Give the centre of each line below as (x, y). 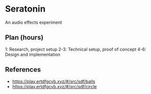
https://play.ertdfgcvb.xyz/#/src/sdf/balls (54, 81)
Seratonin (25, 9)
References (23, 70)
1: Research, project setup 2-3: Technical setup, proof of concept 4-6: (76, 49)
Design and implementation (33, 54)
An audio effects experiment (34, 22)
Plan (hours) (24, 38)
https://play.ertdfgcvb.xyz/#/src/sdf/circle (54, 86)
